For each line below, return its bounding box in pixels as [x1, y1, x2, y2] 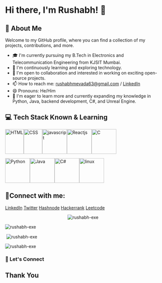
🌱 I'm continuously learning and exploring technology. [12, 65, 122, 71]
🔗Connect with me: [5, 192, 65, 200]
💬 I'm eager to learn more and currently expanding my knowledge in [12, 93, 151, 99]
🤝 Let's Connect [5, 256, 44, 263]
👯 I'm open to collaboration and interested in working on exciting [12, 70, 144, 76]
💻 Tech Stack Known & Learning [5, 113, 108, 121]
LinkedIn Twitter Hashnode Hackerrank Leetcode [5, 204, 105, 210]
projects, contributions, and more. [5, 42, 74, 48]
